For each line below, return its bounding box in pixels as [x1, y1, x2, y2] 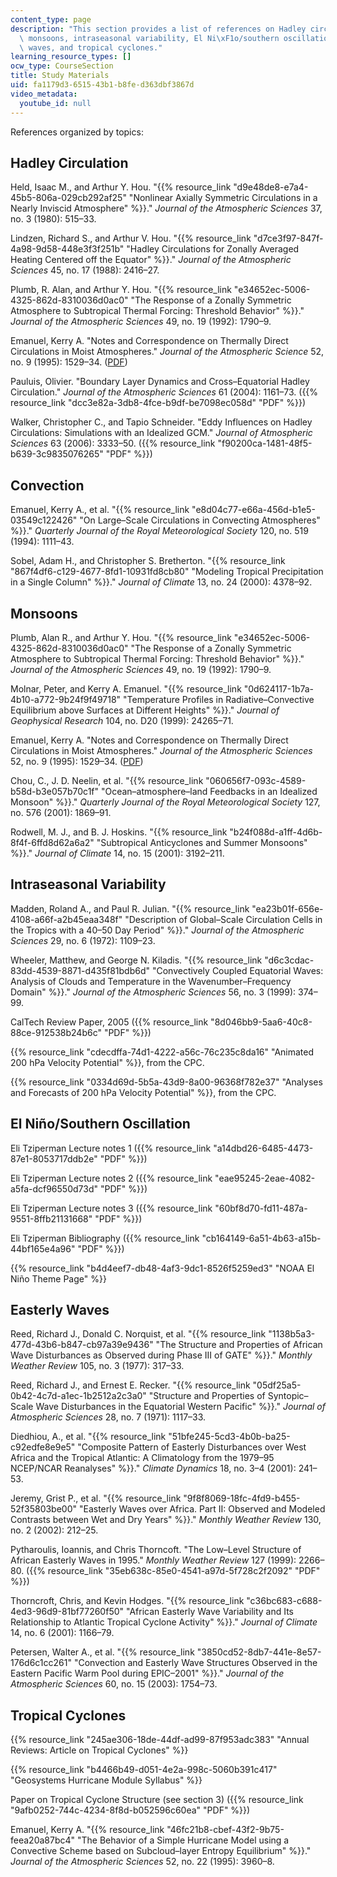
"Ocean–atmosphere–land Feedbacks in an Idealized [100, 785, 318, 797]
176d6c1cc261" [10, 1657, 72, 1669]
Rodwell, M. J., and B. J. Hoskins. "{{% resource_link [10, 826, 228, 838]
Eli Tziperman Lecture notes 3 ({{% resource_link [10, 1202, 213, 1214]
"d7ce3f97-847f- [253, 232, 324, 245]
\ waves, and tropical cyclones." [19, 42, 163, 53]
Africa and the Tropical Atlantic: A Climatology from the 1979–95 [10, 1452, 275, 1464]
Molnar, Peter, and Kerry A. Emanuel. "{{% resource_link [10, 682, 242, 695]
